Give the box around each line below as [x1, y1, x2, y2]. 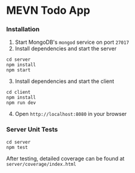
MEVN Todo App [6, 4, 91, 17]
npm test [6, 144, 28, 150]
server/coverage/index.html [6, 161, 77, 167]
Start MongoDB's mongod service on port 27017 [14, 38, 130, 46]
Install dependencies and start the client [14, 77, 115, 85]
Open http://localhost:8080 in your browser [14, 111, 127, 118]
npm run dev [6, 100, 36, 106]
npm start [6, 67, 31, 73]
